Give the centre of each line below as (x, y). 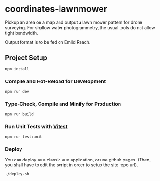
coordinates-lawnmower (56, 9)
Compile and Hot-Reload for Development (56, 81)
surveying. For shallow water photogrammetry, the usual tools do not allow (80, 27)
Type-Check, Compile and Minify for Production (63, 104)
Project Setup (26, 58)
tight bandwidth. (21, 33)
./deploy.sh (17, 174)
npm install (17, 69)
